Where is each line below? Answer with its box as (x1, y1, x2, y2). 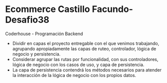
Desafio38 (5, 14, 50, 25)
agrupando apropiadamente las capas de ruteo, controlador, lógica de (12, 45, 157, 51)
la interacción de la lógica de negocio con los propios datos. (12, 72, 136, 78)
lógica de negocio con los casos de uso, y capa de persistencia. (12, 61, 145, 67)
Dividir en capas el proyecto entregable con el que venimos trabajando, (12, 40, 160, 46)
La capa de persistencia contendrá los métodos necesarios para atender (12, 66, 162, 73)
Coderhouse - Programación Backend (5, 30, 83, 36)
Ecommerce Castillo (5, 3, 90, 15)
